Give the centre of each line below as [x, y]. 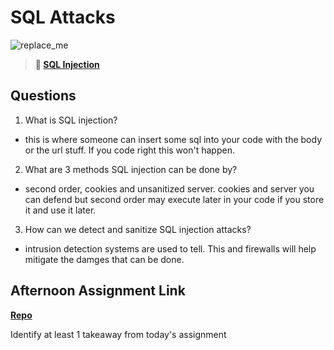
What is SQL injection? [71, 120]
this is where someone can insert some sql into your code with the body [173, 139]
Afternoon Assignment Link [98, 291]
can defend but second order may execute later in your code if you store [174, 199]
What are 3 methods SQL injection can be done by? [131, 169]
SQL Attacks [63, 17]
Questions [43, 96]
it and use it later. [60, 210]
